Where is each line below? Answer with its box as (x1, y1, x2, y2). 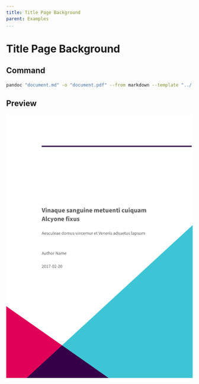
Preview (6, 98, 37, 108)
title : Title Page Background (6, 9, 81, 15)
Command (6, 66, 46, 76)
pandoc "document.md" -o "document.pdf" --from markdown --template (6, 82, 179, 88)
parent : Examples (6, 15, 49, 22)
